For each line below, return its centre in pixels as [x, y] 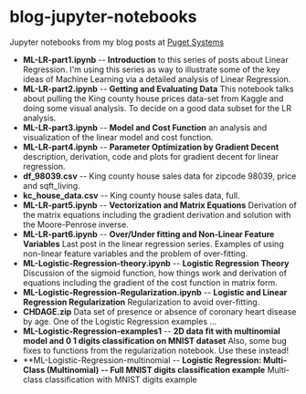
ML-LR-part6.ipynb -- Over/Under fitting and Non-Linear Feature [148, 233]
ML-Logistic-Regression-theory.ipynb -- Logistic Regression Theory [156, 263]
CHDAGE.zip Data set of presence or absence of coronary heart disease [159, 311]
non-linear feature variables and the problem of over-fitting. [135, 254]
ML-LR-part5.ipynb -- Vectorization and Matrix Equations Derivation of [159, 205]
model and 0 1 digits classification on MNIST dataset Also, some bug [155, 340]
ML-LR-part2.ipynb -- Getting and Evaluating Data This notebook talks [158, 88]
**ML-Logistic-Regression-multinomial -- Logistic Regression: [142, 360]
